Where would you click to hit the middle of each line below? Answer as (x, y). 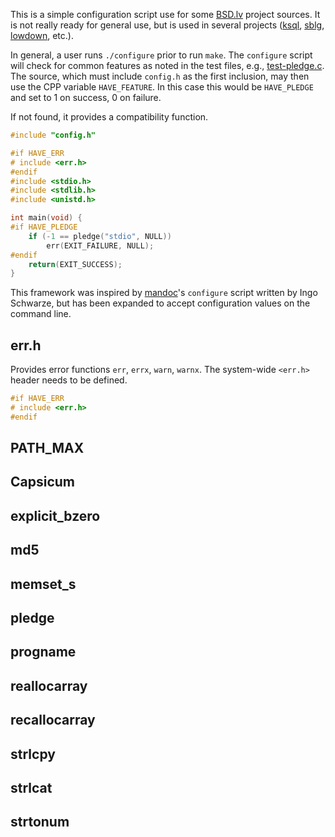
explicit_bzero (55, 515)
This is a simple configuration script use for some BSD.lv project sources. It (165, 14)
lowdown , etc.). (42, 35)
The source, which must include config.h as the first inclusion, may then (160, 76)
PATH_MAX (47, 448)
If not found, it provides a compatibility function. (109, 117)
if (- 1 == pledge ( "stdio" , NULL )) (100, 236)
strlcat (31, 787)
